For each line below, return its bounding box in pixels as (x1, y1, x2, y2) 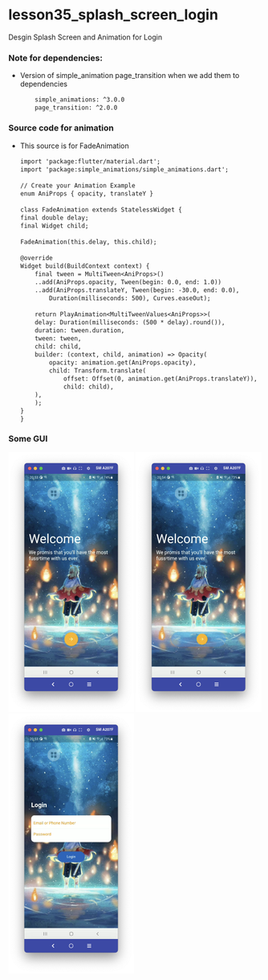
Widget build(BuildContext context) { (19, 261, 150, 270)
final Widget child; (19, 221, 89, 230)
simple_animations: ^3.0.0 (35, 96, 125, 104)
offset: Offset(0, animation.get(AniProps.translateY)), (63, 374, 258, 383)
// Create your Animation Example (19, 181, 136, 190)
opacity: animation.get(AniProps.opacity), (49, 358, 197, 367)
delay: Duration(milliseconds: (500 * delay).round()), (35, 318, 225, 327)
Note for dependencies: (8, 52, 103, 64)
